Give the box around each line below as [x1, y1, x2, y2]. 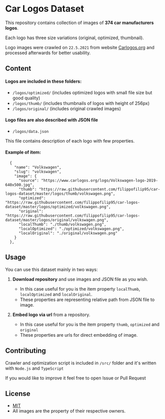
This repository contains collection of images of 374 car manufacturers [5, 20, 154, 26]
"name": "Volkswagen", [14, 165, 62, 170]
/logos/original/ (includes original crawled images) [12, 105, 121, 111]
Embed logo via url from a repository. [12, 312, 90, 318]
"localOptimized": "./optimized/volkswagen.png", [18, 226, 124, 231]
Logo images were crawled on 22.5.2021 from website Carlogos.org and [5, 44, 154, 50]
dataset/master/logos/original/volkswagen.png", [5, 217, 109, 222]
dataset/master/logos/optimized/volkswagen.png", [5, 204, 111, 209]
